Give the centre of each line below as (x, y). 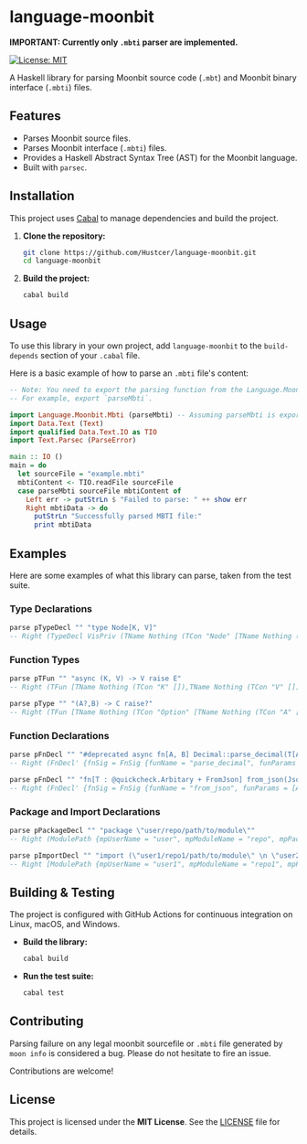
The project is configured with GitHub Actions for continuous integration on (151, 914)
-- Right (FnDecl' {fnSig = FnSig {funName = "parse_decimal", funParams (153, 763)
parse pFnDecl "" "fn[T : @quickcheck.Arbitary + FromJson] (127, 779)
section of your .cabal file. (90, 355)
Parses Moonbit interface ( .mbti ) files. (95, 147)
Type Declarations (51, 608)
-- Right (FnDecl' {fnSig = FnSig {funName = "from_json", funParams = (148, 788)
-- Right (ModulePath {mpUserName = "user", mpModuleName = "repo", (143, 839)
